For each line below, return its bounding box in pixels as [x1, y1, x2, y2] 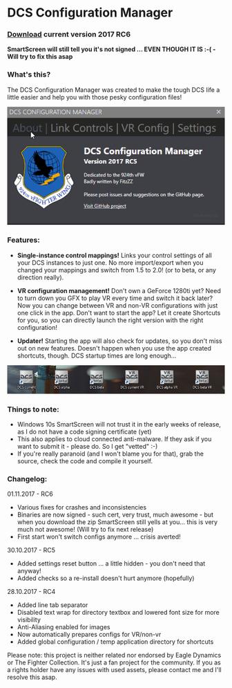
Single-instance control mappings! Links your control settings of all [17, 251, 212, 259]
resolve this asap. [7, 673, 57, 682]
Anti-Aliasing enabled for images [17, 623, 110, 631]
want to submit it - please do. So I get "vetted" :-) [17, 443, 158, 450]
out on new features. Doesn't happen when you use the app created [17, 344, 212, 352]
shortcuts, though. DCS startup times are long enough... [17, 351, 177, 360]
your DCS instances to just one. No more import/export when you [17, 258, 204, 267]
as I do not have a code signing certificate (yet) [17, 427, 152, 436]
